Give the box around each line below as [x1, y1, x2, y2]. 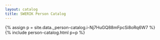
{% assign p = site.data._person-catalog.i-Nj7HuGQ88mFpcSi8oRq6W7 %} [5, 24, 156, 30]
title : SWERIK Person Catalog [5, 11, 66, 16]
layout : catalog [5, 7, 38, 12]
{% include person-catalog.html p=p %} [5, 30, 85, 35]
